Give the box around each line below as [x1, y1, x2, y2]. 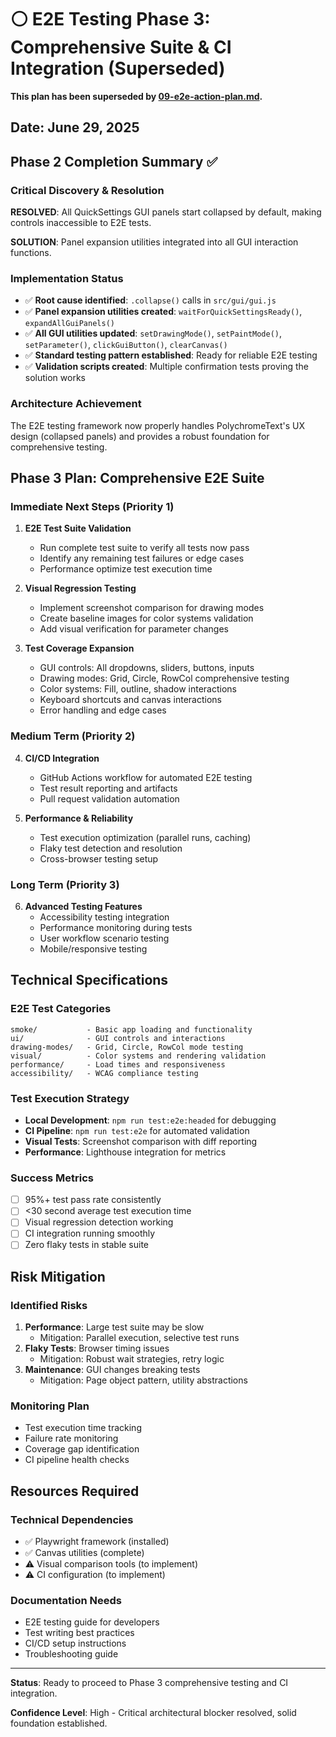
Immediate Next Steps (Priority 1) [10, 499, 175, 513]
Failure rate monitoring [24, 1432, 119, 1445]
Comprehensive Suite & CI [10, 36, 232, 59]
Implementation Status [10, 271, 124, 285]
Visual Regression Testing [24, 582, 137, 595]
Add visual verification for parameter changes [39, 623, 230, 635]
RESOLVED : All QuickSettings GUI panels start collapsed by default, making [10, 206, 322, 218]
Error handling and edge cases [39, 704, 167, 716]
